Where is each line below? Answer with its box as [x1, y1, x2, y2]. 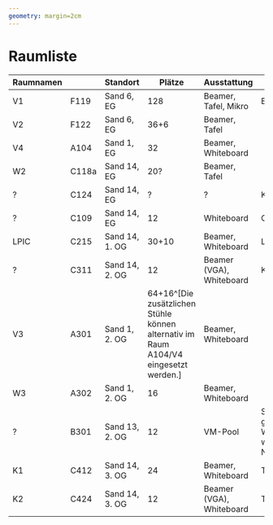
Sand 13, [104, 421, 140, 432]
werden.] [147, 369, 182, 380]
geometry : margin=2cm [8, 11, 82, 20]
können [147, 318, 176, 330]
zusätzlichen [147, 298, 197, 309]
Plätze [159, 77, 184, 88]
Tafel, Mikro [203, 100, 249, 112]
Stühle [147, 308, 172, 319]
